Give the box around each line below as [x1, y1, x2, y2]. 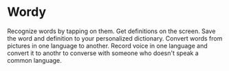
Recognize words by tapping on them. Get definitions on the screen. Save [7, 27, 216, 35]
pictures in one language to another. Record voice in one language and [7, 41, 208, 50]
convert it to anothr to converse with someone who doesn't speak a [7, 49, 199, 57]
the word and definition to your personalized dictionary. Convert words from [7, 34, 223, 42]
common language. [7, 56, 62, 64]
